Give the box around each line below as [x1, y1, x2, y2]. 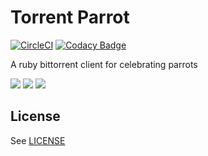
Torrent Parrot [10, 6, 130, 29]
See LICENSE [10, 134, 66, 146]
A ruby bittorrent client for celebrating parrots [10, 58, 198, 70]
